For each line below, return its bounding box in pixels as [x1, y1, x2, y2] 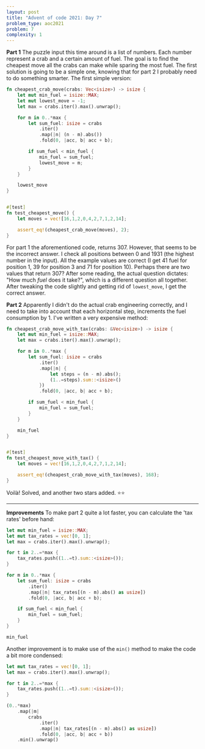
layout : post [6, 9, 40, 15]
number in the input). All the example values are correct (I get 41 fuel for [6, 257, 187, 264]
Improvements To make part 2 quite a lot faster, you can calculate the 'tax [6, 509, 193, 516]
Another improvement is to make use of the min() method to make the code [6, 645, 196, 652]
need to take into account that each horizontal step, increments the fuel [6, 307, 186, 315]
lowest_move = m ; [38, 160, 84, 166]
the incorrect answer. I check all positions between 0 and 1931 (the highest [6, 250, 194, 257]
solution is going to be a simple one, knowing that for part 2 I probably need [6, 68, 197, 75]
